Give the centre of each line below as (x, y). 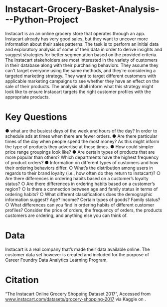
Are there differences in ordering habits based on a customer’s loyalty (77, 178)
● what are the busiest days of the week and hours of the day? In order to (81, 131)
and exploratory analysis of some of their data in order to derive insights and (84, 49)
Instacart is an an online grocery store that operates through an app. (75, 33)
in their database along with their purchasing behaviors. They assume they (82, 65)
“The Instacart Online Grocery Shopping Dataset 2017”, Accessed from (78, 294)
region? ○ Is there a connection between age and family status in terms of (82, 189)
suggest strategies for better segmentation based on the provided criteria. (82, 54)
